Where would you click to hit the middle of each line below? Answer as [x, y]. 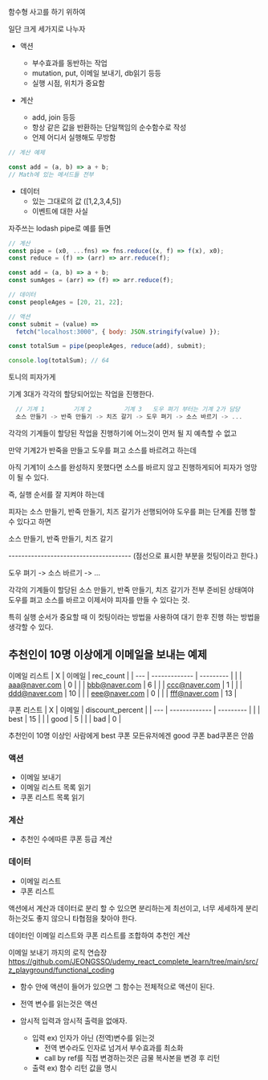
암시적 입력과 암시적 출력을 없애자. [73, 1021]
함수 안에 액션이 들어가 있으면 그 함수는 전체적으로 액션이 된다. [117, 986]
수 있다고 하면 [30, 522]
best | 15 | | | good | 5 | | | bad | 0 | [65, 718]
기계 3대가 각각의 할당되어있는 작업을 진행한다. [81, 394]
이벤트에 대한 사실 [60, 211]
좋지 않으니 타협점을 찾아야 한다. [86, 918]
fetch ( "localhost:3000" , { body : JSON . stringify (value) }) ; [118, 332]
